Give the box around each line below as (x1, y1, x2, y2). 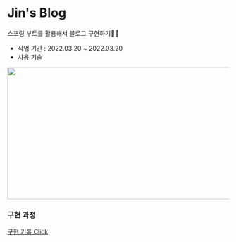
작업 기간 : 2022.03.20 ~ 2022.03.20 (17, 44, 123, 52)
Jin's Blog (7, 5, 67, 21)
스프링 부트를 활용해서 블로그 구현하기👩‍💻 (7, 29, 120, 37)
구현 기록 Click (7, 227, 49, 236)
